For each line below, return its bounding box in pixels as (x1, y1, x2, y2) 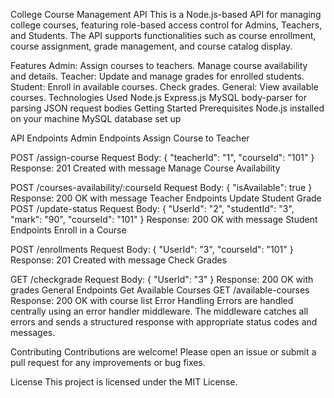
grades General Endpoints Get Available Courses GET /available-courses (10, 284, 310, 296)
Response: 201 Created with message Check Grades (10, 254, 228, 266)
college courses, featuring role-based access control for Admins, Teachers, (10, 19, 323, 31)
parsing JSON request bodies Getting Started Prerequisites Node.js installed (10, 102, 325, 114)
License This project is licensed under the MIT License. (10, 376, 238, 388)
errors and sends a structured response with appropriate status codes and (10, 316, 318, 328)
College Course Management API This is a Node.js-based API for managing (10, 9, 322, 20)
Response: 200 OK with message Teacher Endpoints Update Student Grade (10, 192, 322, 204)
